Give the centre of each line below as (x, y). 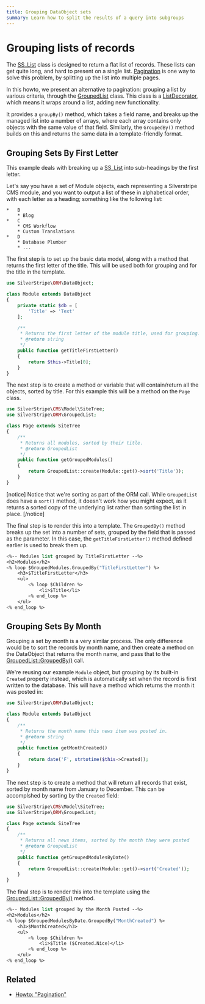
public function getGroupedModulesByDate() (74, 857)
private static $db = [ (48, 305)
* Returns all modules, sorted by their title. (81, 443)
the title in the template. (36, 272)
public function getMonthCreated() (63, 748)
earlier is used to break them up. (47, 545)
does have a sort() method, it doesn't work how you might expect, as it (97, 501)
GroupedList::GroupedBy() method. (51, 898)
